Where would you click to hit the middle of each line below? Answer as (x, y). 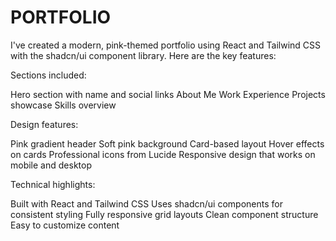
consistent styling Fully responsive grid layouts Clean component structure (164, 214)
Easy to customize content (65, 225)
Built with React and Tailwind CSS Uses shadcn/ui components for (146, 203)
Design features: (44, 124)
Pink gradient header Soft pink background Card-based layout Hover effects (167, 143)
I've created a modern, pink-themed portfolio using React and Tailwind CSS (165, 45)
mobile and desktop (51, 165)
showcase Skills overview (63, 105)
